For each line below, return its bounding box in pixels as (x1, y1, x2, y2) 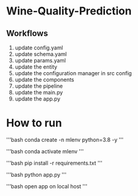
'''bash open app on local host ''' (6, 182, 88, 190)
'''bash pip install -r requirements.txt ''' (6, 159, 103, 167)
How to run (6, 116, 62, 130)
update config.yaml (14, 44, 63, 51)
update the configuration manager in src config (14, 70, 132, 76)
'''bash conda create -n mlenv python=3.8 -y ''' (6, 136, 124, 143)
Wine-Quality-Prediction (6, 4, 132, 18)
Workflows (6, 28, 48, 38)
